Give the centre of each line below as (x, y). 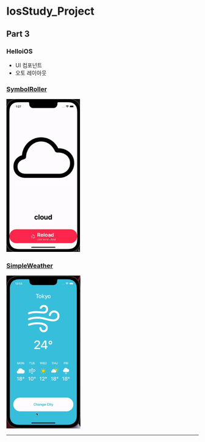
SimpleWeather (30, 266)
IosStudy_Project (50, 11)
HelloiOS (20, 51)
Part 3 (18, 34)
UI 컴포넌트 (29, 65)
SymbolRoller (27, 89)
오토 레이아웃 (31, 73)
